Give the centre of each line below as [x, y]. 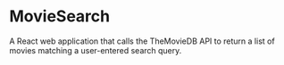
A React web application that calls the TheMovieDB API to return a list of [142, 41]
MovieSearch [59, 16]
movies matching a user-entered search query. [96, 50]
